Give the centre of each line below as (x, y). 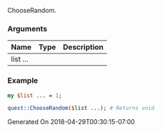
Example (23, 81)
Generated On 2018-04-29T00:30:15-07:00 (71, 122)
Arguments (27, 29)
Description (83, 47)
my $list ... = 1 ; (35, 96)
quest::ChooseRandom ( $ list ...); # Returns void (81, 108)
